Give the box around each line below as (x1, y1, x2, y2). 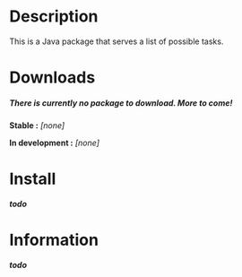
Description (9, 6, 99, 27)
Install (9, 169, 56, 189)
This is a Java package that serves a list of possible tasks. (9, 36, 224, 47)
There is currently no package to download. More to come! (9, 97, 233, 108)
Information (9, 230, 99, 250)
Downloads (9, 67, 96, 88)
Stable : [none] (9, 120, 65, 131)
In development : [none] (9, 137, 100, 149)
